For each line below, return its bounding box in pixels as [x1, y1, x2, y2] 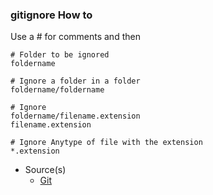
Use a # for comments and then [10, 31, 141, 43]
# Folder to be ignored [10, 50, 110, 60]
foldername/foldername [10, 85, 105, 95]
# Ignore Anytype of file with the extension [10, 138, 203, 148]
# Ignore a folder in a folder [10, 76, 141, 87]
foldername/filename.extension [10, 111, 141, 122]
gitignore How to [10, 8, 93, 22]
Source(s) [24, 164, 67, 176]
